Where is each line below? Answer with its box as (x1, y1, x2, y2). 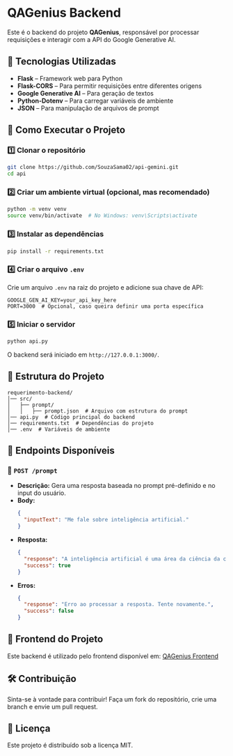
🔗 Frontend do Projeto (7, 633, 104, 645)
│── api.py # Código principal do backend (7, 413, 136, 420)
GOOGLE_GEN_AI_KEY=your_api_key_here (7, 297, 117, 304)
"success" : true (24, 562, 71, 569)
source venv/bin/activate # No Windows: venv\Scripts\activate (7, 212, 198, 219)
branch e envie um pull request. (7, 702, 99, 711)
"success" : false (24, 607, 74, 615)
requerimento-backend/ (7, 389, 73, 396)
